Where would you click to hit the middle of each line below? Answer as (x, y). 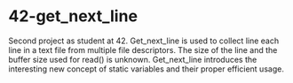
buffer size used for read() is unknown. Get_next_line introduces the (133, 59)
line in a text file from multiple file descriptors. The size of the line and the (143, 49)
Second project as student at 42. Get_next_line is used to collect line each (144, 41)
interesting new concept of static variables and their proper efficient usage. (146, 69)
